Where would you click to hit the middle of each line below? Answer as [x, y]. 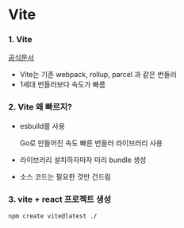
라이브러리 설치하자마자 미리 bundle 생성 [83, 160]
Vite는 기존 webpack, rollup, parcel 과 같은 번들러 [98, 75]
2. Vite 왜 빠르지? [40, 107]
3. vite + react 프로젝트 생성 [60, 199]
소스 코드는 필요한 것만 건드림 [65, 176]
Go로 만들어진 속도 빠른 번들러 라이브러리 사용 [91, 143]
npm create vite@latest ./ [53, 216]
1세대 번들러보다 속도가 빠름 [62, 84]
